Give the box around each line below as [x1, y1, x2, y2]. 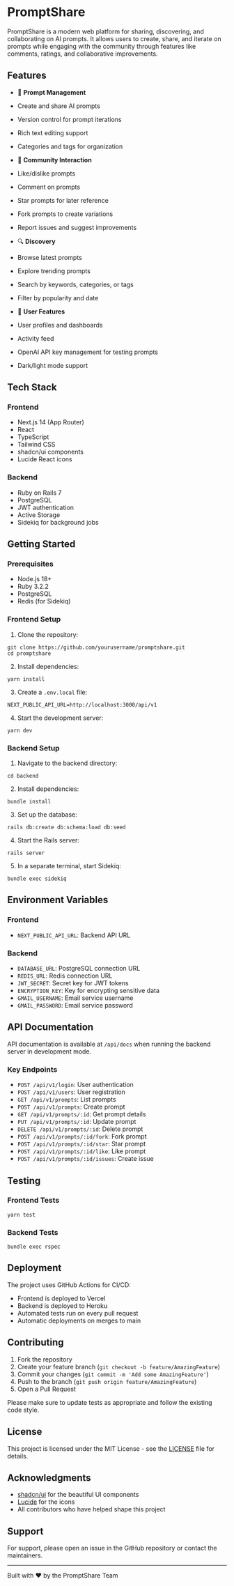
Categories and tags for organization [17, 142, 123, 151]
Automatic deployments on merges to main [17, 1316, 141, 1325]
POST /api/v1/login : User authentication [17, 1081, 134, 1089]
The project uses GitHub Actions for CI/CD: [7, 1280, 131, 1289]
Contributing [7, 1337, 64, 1348]
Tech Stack [7, 381, 57, 394]
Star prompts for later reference [17, 196, 109, 204]
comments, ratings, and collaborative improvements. [7, 49, 158, 58]
